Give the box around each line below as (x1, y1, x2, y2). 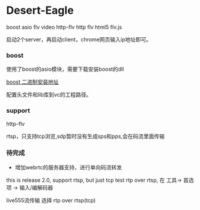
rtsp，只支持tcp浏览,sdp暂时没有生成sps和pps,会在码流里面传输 (6, 133, 165, 140)
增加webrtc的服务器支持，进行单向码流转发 (14, 163, 122, 171)
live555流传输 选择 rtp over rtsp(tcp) (6, 196, 96, 204)
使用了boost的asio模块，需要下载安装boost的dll (6, 65, 124, 73)
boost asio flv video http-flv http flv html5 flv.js (6, 23, 122, 31)
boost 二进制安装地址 (6, 79, 59, 86)
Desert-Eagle (6, 4, 74, 17)
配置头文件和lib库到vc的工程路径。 (6, 91, 92, 98)
